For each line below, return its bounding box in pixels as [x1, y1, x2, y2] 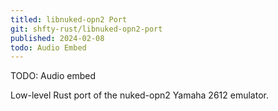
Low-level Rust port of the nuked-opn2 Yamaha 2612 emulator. [10, 89, 269, 101]
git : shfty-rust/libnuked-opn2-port [10, 24, 163, 34]
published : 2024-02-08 [10, 33, 105, 43]
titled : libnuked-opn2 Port [10, 14, 128, 25]
